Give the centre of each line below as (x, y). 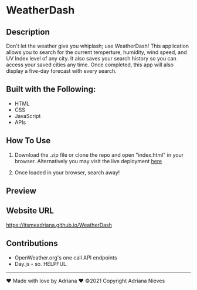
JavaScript (28, 116)
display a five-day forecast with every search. (62, 71)
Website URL (30, 211)
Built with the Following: (51, 90)
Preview (21, 191)
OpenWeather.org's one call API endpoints (66, 257)
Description (28, 32)
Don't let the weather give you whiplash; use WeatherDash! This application (98, 46)
